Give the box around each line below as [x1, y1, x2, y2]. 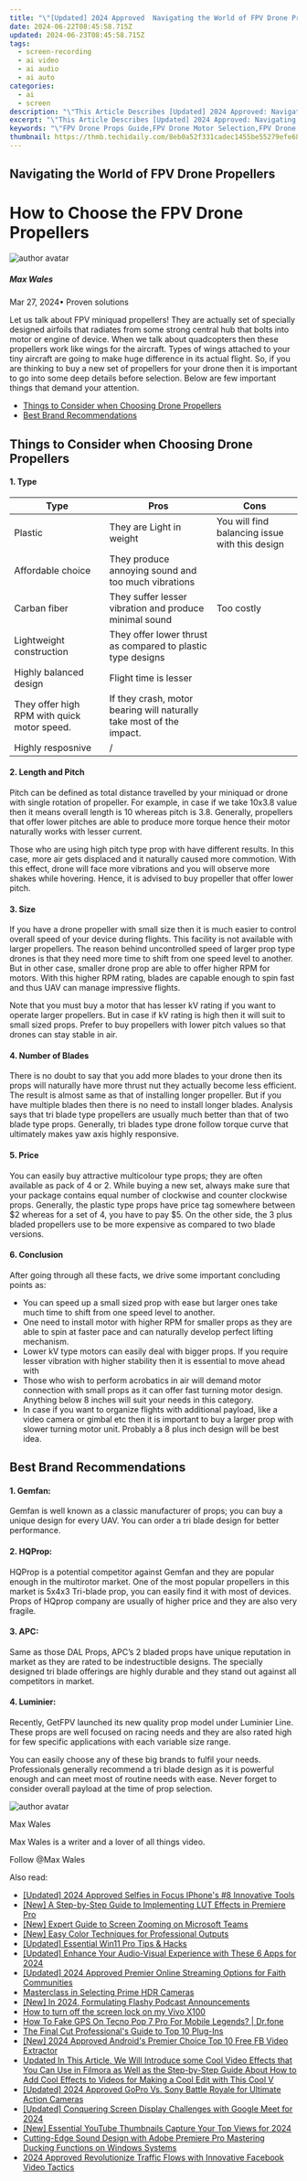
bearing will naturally [109, 704, 199, 716]
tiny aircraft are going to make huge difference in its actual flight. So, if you [9, 353, 291, 364]
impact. [109, 726, 142, 739]
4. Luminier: [9, 1696, 57, 1707]
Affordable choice [14, 564, 91, 576]
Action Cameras [22, 2093, 84, 2104]
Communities [22, 1977, 73, 1988]
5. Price [9, 1149, 39, 1160]
